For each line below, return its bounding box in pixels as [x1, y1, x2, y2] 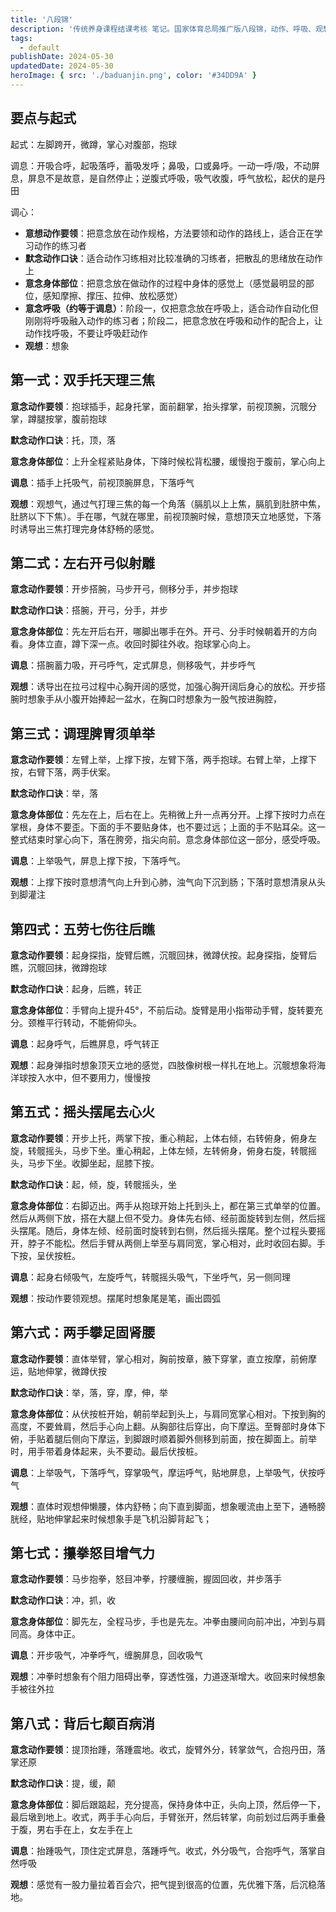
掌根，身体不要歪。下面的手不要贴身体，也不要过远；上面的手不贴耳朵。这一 [10, 821, 326, 833]
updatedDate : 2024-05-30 [10, 61, 114, 71]
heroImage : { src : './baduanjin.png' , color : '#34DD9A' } [10, 71, 257, 81]
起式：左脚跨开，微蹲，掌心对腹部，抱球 [10, 138, 177, 150]
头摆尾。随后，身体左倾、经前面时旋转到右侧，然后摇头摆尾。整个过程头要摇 [10, 1224, 326, 1236]
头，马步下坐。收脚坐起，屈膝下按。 [10, 1157, 160, 1169]
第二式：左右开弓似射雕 [10, 554, 155, 571]
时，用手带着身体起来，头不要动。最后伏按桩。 [10, 1445, 203, 1457]
